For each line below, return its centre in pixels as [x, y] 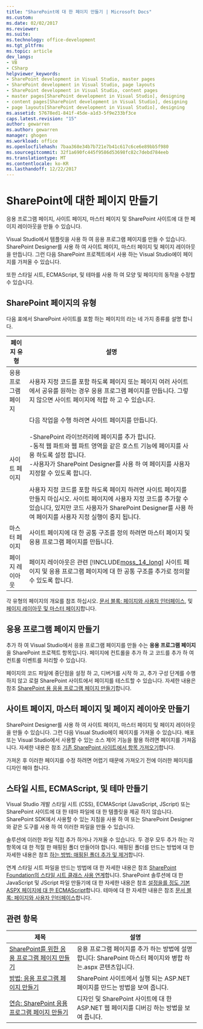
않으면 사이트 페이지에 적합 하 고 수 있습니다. [95, 399]
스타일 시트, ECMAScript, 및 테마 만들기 [77, 788]
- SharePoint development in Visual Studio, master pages [81, 79]
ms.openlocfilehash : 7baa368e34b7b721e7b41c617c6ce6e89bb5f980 [88, 147]
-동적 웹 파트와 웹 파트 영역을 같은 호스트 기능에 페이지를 [105, 446]
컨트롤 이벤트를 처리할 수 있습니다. [47, 660]
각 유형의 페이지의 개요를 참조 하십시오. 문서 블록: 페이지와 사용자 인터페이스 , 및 [100, 601]
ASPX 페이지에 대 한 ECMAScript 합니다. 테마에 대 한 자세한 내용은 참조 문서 [96, 890]
